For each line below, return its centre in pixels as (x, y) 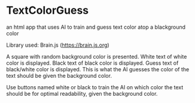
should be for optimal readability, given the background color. (82, 93)
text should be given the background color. (59, 75)
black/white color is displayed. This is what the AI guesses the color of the (98, 69)
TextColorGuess (48, 10)
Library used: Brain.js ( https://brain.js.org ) (58, 45)
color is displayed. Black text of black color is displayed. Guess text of (92, 63)
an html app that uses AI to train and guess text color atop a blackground (96, 27)
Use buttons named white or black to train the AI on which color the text (95, 87)
